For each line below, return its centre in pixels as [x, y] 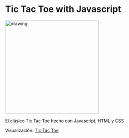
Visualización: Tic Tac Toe [32, 130]
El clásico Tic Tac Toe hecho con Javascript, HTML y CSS [64, 121]
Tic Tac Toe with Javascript [63, 9]
